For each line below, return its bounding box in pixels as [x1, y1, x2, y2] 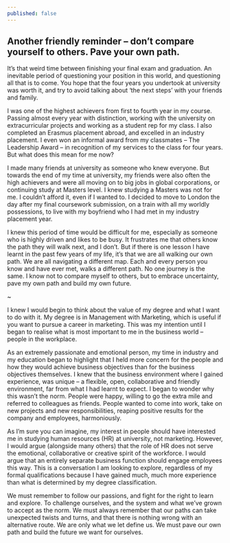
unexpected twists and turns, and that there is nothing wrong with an [7, 513, 203, 522]
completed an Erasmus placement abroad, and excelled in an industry [7, 128, 205, 137]
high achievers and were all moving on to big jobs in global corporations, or [7, 178, 220, 187]
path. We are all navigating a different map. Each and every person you [7, 257, 208, 266]
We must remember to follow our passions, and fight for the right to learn [7, 492, 214, 500]
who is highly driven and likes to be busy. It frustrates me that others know [7, 235, 218, 244]
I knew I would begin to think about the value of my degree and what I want [7, 306, 220, 314]
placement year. [7, 215, 53, 223]
